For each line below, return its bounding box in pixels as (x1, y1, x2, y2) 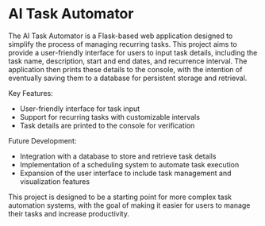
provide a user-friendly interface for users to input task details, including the (8, 48, 258, 57)
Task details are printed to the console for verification (19, 121, 195, 130)
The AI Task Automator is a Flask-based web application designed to (8, 31, 233, 40)
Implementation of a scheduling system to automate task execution (19, 159, 240, 169)
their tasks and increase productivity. (8, 209, 129, 218)
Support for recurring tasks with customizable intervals (19, 112, 201, 121)
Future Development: (8, 136, 77, 145)
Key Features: (8, 88, 53, 98)
